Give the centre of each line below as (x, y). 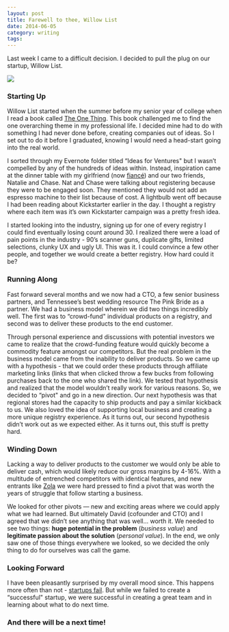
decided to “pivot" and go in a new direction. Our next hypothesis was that (112, 395)
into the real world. (33, 147)
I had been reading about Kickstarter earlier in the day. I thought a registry (111, 205)
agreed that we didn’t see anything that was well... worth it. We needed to (111, 521)
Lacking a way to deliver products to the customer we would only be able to (114, 464)
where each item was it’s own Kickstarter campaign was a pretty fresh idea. (114, 212)
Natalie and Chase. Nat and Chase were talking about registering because (111, 183)
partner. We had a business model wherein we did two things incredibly (108, 308)
